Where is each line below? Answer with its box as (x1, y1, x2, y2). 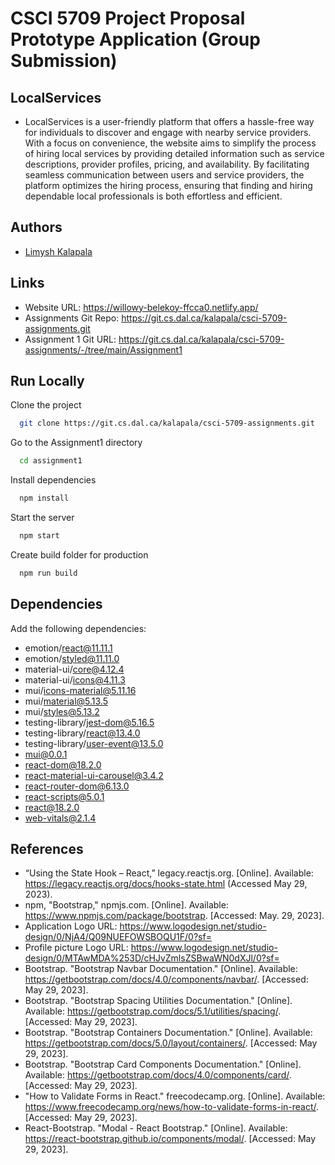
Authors (10, 219, 63, 236)
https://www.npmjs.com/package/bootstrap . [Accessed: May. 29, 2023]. (24, 910, 325, 922)
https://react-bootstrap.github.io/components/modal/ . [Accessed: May (24, 1133, 317, 1145)
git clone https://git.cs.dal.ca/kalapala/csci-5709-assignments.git (19, 418, 315, 429)
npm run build (19, 568, 78, 578)
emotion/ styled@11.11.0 (24, 652, 120, 664)
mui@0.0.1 (24, 748, 68, 760)
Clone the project (10, 399, 82, 411)
